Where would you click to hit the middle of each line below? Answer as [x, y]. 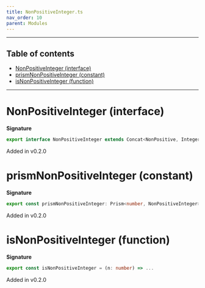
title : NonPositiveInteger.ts [45, 12]
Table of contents [40, 53]
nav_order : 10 [24, 18]
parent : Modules [27, 23]
